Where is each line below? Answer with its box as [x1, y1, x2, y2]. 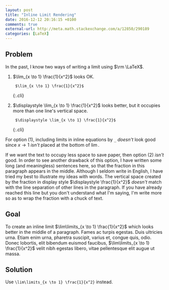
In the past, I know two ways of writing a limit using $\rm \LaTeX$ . [5, 63, 144, 69]
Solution [5, 265, 33, 274]
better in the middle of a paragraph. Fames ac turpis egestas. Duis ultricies [5, 229, 162, 235]
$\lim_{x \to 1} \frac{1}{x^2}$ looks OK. [12, 74, 94, 80]
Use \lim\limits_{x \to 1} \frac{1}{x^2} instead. [5, 279, 113, 285]
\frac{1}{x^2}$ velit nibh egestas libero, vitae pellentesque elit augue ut [5, 245, 155, 251]
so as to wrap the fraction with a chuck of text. [5, 195, 104, 201]
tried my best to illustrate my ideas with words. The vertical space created [5, 173, 161, 179]
